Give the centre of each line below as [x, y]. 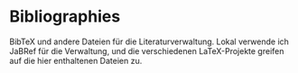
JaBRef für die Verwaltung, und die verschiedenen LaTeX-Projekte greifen [147, 50]
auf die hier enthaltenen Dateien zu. [76, 60]
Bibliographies [65, 17]
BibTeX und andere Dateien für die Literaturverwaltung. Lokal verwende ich [149, 41]
